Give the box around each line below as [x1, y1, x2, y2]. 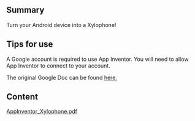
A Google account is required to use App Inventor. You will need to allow [6, 55, 189, 63]
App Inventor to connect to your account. [6, 61, 110, 69]
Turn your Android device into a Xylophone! [6, 21, 117, 28]
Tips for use [6, 39, 53, 50]
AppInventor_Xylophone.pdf [6, 107, 78, 115]
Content [6, 92, 39, 102]
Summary [6, 5, 45, 15]
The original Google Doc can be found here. [6, 74, 118, 81]
